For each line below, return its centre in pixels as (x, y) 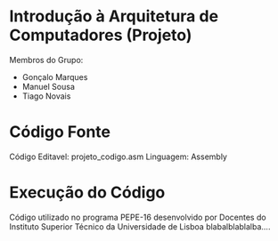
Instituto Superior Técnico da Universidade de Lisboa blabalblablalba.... (140, 226)
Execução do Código (87, 193)
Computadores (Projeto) (101, 35)
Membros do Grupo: (46, 60)
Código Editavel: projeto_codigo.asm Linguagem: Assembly (118, 157)
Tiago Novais (46, 96)
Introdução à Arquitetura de (114, 16)
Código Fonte (60, 132)
